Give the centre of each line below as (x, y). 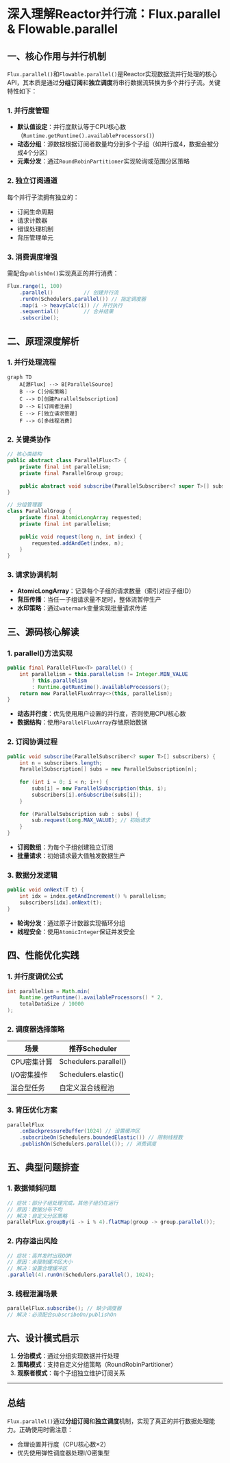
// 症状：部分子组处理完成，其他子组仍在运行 (63, 1203)
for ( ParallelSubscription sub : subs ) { (79, 814)
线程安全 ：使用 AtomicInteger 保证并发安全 (76, 931)
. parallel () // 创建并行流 (69, 293)
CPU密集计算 (31, 1062)
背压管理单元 (35, 237)
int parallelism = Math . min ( (49, 991)
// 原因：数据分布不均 (35, 1210)
